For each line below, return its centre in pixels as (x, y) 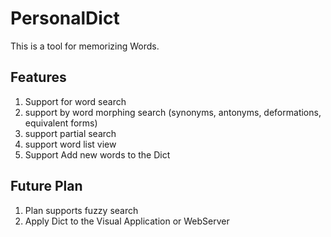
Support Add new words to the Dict (97, 154)
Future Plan (46, 186)
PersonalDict (65, 18)
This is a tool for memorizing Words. (85, 46)
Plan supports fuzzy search (81, 210)
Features (38, 77)
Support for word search (75, 101)
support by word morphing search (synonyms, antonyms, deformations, (173, 112)
